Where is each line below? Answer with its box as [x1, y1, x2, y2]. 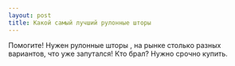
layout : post [8, 11, 52, 20]
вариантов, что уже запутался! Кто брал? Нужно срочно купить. [8, 49, 229, 58]
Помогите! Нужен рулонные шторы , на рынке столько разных [8, 40, 221, 49]
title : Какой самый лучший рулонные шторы [8, 19, 151, 27]
